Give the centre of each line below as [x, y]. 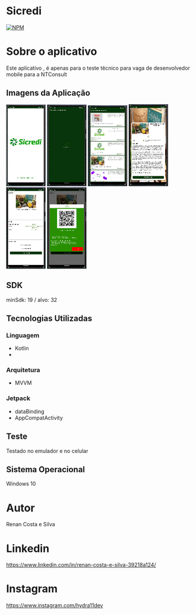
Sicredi [24, 11]
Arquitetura [23, 370]
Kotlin [22, 348]
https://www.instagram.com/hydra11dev [55, 605]
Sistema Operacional [45, 469]
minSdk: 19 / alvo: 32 [32, 299]
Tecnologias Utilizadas [49, 318]
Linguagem [23, 335]
